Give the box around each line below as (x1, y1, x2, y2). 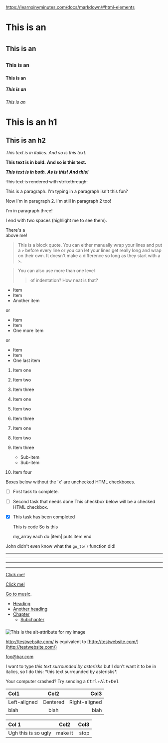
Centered (42, 699, 65, 706)
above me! (5, 232, 27, 238)
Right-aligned (69, 699, 102, 706)
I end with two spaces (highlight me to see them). (5, 217, 108, 223)
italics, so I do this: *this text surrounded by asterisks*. (5, 669, 118, 675)
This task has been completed (12, 514, 75, 520)
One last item (12, 357, 40, 364)
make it (56, 729, 74, 736)
